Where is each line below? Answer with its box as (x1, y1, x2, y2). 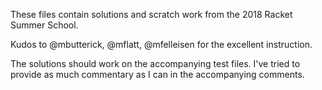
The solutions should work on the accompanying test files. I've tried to (10, 58, 301, 69)
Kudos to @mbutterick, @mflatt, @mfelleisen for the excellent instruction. (10, 39, 313, 50)
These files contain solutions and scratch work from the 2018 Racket (10, 9, 293, 20)
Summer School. (10, 19, 79, 31)
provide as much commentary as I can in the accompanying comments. (10, 69, 305, 80)
